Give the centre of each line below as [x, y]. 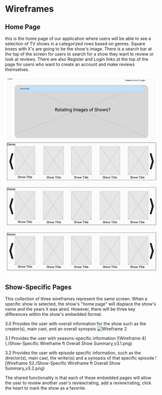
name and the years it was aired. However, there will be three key [70, 309]
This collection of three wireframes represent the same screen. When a [76, 299]
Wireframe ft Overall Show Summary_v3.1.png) [86, 343]
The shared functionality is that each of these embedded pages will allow [78, 378]
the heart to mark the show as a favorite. [46, 388]
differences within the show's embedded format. [54, 314]
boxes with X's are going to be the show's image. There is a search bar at [78, 49]
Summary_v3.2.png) [25, 368]
